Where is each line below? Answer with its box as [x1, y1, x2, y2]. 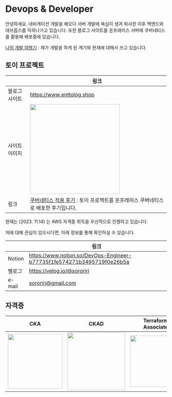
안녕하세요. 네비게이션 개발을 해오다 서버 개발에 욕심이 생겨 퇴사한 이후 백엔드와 [5, 21, 164, 27]
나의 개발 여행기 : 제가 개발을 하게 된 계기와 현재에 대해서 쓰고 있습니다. [5, 44, 147, 50]
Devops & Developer [5, 3, 94, 15]
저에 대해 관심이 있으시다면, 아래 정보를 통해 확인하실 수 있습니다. [5, 229, 135, 235]
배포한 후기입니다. [36, 204, 77, 211]
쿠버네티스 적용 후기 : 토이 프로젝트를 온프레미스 [30, 196, 139, 203]
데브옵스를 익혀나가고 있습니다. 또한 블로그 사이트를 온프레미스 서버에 [5, 27, 143, 33]
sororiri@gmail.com [29, 279, 76, 287]
